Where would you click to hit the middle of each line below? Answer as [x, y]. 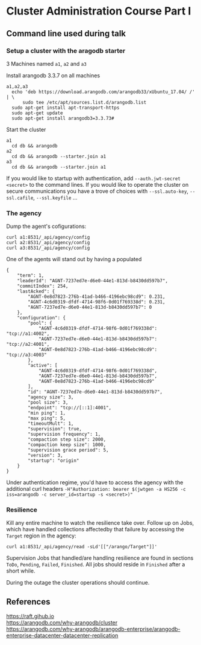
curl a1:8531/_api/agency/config [48, 238]
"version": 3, [45, 455]
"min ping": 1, [47, 413]
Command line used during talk [66, 34]
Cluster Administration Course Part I [99, 11]
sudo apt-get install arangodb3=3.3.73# [63, 118]
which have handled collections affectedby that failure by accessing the [95, 530]
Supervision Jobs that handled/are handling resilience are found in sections [100, 558]
